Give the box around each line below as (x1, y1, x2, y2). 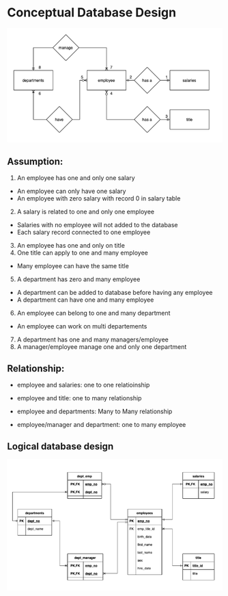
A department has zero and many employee (16, 275, 141, 283)
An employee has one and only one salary (16, 174, 135, 182)
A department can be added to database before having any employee (16, 289, 213, 297)
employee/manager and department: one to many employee (16, 421, 186, 429)
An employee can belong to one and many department (16, 309, 171, 318)
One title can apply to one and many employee (16, 248, 148, 257)
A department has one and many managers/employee (16, 335, 169, 344)
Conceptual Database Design (7, 5, 176, 21)
